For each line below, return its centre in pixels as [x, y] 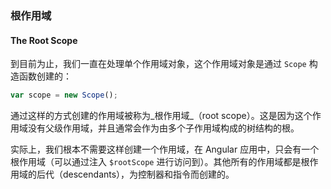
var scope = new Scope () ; [64, 95]
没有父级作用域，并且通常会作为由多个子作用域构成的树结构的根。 [163, 128]
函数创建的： [45, 76]
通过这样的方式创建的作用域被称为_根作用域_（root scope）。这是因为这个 [161, 115]
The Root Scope [44, 40]
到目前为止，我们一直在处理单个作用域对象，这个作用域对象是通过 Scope [158, 64]
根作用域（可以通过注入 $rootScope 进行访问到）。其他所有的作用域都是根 [160, 161]
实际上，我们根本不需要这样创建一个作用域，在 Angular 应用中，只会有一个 [165, 149]
